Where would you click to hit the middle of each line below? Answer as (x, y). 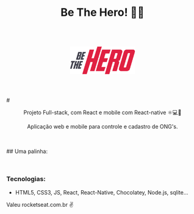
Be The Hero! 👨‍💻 (102, 12)
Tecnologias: (26, 179)
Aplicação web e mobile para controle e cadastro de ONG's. (102, 127)
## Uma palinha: (27, 151)
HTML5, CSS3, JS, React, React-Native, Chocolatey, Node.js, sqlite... (102, 192)
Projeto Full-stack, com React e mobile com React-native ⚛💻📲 (102, 113)
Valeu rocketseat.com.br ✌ (40, 204)
